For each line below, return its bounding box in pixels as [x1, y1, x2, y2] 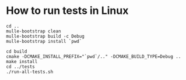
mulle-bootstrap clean [6, 28, 61, 34]
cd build [6, 48, 27, 54]
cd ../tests [6, 64, 35, 70]
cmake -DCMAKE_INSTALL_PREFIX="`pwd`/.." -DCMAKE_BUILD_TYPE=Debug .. [6, 53, 181, 59]
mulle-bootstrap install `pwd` [6, 38, 82, 44]
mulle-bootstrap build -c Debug [6, 33, 85, 39]
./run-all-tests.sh [6, 68, 54, 75]
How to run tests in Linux [6, 4, 129, 17]
